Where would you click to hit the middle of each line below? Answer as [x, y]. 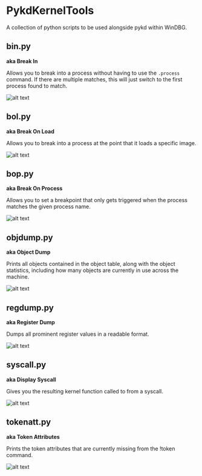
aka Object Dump [28, 252]
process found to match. [37, 86]
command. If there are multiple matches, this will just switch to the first [94, 79]
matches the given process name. [48, 206]
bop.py [20, 174]
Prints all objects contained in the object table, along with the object [91, 264]
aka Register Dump [31, 322]
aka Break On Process [34, 188]
